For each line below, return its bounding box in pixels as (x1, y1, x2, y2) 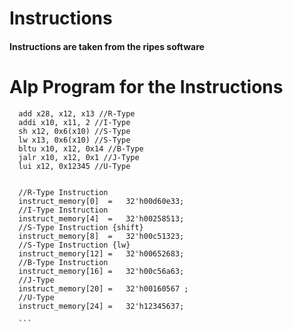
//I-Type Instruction (18, 205, 109, 215)
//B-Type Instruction (18, 257, 109, 267)
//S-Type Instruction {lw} (18, 240, 131, 250)
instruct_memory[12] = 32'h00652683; (18, 248, 185, 259)
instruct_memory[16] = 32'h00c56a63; (18, 266, 185, 276)
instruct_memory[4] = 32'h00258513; (18, 213, 185, 224)
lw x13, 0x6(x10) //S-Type (18, 135, 131, 145)
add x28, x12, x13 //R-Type (18, 108, 136, 119)
